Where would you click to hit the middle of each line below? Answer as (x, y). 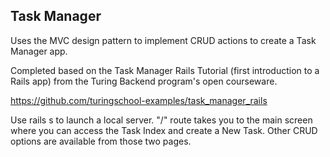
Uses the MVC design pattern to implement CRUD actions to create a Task (163, 40)
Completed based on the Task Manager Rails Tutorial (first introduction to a (165, 70)
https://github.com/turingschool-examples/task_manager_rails (139, 100)
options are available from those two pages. (101, 141)
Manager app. (39, 51)
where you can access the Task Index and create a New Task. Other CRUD (164, 130)
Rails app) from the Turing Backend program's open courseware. (144, 81)
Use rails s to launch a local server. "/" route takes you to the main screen (161, 120)
